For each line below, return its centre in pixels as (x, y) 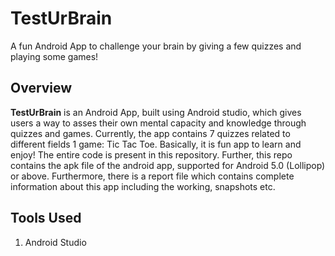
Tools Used (46, 218)
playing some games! (54, 56)
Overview (41, 88)
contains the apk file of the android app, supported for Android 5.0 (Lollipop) (168, 165)
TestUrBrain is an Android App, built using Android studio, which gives (156, 112)
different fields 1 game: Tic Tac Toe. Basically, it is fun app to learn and (156, 144)
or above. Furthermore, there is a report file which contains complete (152, 176)
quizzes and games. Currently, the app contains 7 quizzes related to (150, 133)
